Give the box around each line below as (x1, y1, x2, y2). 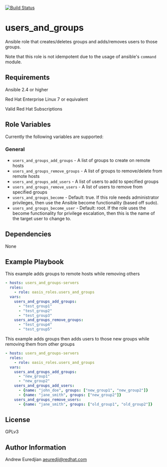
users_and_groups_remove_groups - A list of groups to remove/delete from (12, 167, 163, 174)
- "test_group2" (18, 308, 52, 313)
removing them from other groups (5, 341, 75, 347)
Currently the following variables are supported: (5, 134, 104, 140)
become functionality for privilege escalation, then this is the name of (12, 210, 156, 216)
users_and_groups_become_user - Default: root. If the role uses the (12, 205, 146, 211)
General (5, 146, 25, 153)
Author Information (5, 443, 66, 452)
